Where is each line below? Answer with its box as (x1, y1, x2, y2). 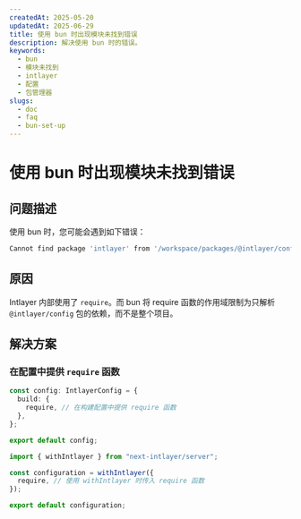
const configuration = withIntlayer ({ (9, 468, 154, 477)
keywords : (9, 47, 47, 55)
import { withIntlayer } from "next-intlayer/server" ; (9, 452, 219, 461)
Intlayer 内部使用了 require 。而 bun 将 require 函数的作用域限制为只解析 (9, 296, 276, 307)
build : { (17, 395, 50, 404)
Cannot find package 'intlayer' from (9, 244, 150, 253)
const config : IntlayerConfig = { (9, 387, 139, 396)
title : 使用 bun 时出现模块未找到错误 (9, 30, 138, 38)
